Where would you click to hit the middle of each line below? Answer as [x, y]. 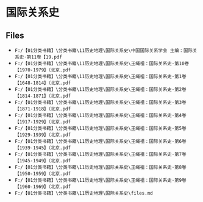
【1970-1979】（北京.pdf [43, 70]
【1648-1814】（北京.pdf [43, 83]
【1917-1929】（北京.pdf [43, 122]
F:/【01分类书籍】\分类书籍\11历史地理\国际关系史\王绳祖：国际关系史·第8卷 [100, 167]
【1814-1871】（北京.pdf [43, 96]
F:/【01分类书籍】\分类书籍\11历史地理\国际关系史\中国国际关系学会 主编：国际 [104, 51]
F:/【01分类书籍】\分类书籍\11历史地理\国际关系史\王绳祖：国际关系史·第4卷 [100, 115]
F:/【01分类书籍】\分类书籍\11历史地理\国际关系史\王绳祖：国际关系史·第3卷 [100, 103]
